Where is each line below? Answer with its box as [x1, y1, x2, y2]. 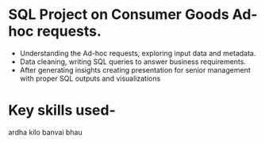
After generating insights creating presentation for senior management [19, 65, 252, 74]
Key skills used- [8, 101, 117, 119]
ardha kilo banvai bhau [8, 127, 83, 137]
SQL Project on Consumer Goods [8, 6, 229, 24]
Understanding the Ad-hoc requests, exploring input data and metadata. [19, 48, 256, 58]
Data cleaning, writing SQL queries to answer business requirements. [19, 57, 246, 66]
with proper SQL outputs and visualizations [19, 73, 161, 83]
